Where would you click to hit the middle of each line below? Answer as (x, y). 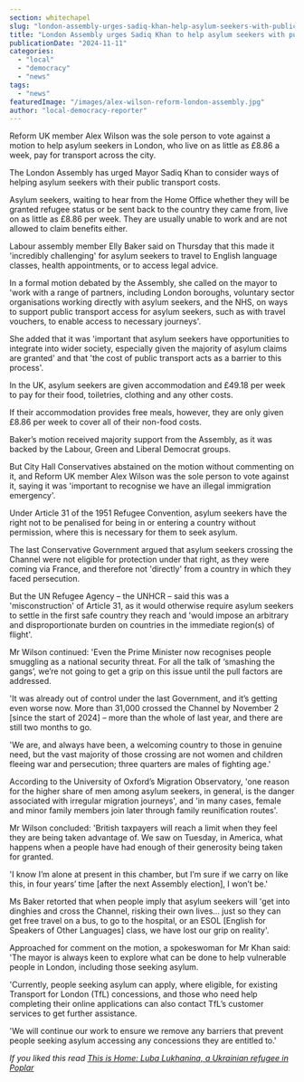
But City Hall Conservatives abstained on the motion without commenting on (152, 467)
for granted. (32, 857)
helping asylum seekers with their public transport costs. (115, 183)
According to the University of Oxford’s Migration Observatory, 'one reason (149, 782)
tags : (19, 85)
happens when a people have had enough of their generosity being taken (146, 848)
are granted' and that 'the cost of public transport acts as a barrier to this (146, 358)
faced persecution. (44, 579)
